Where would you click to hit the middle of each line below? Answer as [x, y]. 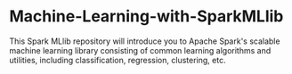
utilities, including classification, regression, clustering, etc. [118, 60]
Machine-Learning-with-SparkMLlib [146, 16]
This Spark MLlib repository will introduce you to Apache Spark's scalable [145, 41]
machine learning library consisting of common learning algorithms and [140, 50]
